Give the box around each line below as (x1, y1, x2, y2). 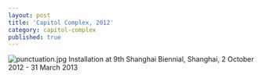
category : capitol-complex (8, 26, 96, 34)
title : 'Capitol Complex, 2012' (8, 19, 114, 27)
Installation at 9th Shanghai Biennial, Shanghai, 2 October (68, 55, 255, 64)
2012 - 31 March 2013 (8, 63, 78, 73)
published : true (8, 33, 61, 41)
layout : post (8, 11, 51, 19)
